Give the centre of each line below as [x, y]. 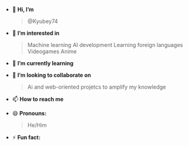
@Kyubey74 [43, 21]
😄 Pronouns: [29, 113]
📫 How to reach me [38, 99]
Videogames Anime [52, 51]
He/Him [37, 125]
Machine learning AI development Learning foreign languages [105, 45]
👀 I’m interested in [36, 33]
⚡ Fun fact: [26, 137]
